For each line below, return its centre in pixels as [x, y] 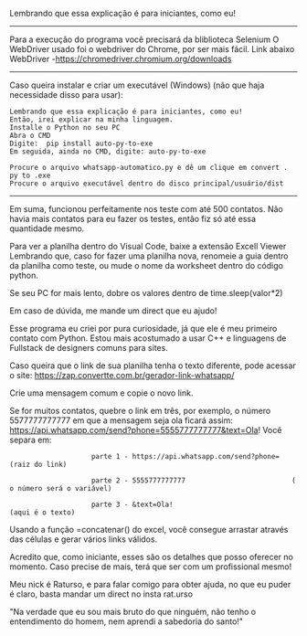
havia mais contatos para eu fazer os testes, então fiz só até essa [133, 219]
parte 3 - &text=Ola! [132, 504]
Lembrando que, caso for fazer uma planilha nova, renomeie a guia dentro [149, 256]
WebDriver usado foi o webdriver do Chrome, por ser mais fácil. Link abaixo [152, 49]
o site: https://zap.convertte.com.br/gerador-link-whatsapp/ [122, 375]
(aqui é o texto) [42, 513]
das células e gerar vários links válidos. [84, 539]
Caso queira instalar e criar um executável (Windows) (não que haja [137, 85]
